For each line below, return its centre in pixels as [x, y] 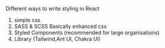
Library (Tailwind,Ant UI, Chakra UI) [57, 39]
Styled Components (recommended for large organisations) [87, 33]
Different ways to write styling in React [53, 9]
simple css [27, 20]
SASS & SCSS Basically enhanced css [60, 26]
